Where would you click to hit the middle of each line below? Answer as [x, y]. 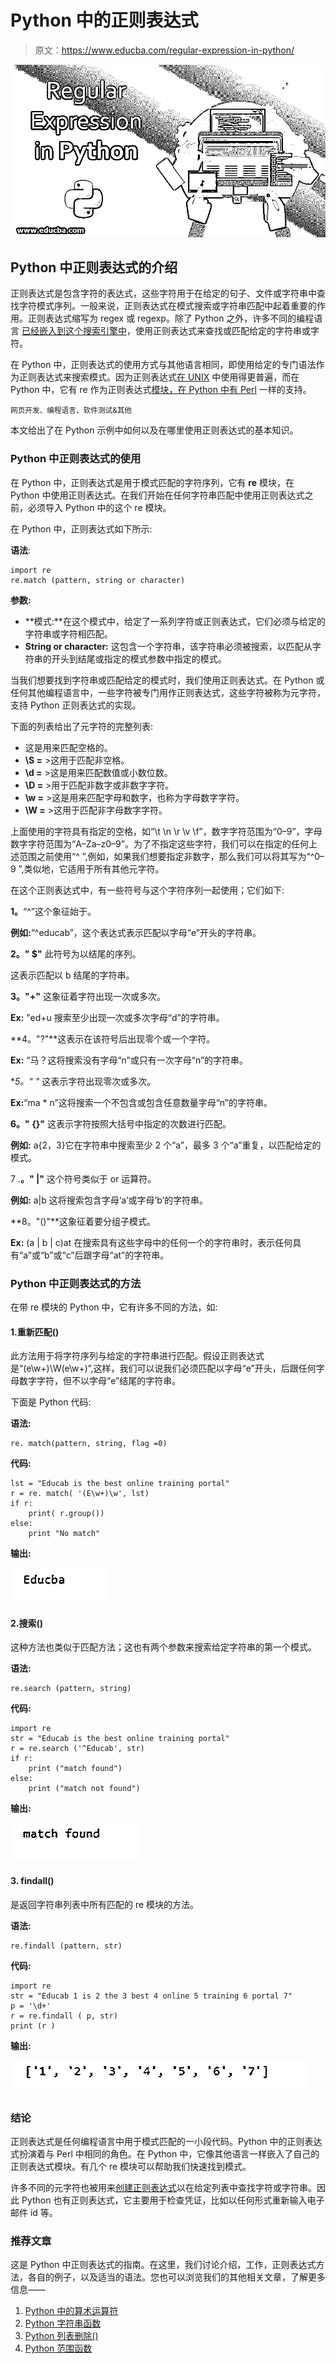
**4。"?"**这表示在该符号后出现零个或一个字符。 [113, 1038]
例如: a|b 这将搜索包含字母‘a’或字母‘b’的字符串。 [109, 1200]
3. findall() [32, 1881]
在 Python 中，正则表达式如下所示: [81, 528]
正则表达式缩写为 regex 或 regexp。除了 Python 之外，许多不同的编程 [171, 318]
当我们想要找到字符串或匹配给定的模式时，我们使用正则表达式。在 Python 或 [167, 680]
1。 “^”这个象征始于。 [53, 911]
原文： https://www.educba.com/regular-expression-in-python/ [164, 50]
